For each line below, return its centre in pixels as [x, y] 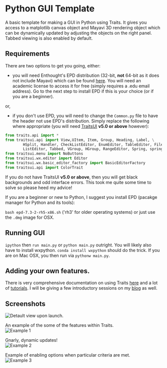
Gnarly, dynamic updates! [32, 340]
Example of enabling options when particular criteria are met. [68, 355]
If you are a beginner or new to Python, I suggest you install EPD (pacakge [81, 197]
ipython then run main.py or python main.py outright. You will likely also [78, 245]
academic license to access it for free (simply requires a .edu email [81, 86]
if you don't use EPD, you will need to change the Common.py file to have [85, 116]
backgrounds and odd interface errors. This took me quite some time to [78, 182]
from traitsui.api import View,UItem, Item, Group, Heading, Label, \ [80, 140]
